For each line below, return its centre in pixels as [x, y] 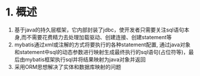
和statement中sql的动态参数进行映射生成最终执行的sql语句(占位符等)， [101, 52]
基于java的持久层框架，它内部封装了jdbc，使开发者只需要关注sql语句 [99, 30]
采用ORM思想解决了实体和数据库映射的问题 [68, 66]
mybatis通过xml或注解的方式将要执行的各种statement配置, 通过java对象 [102, 45]
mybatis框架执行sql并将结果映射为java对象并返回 [85, 59]
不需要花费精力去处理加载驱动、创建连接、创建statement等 [99, 37]
